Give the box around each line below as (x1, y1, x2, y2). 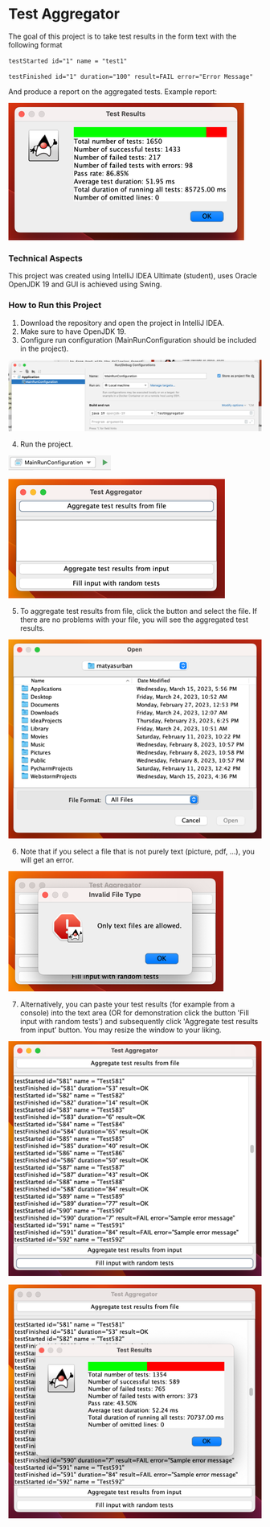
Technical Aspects (8, 253, 83, 264)
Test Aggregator (8, 5, 121, 23)
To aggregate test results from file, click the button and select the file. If (19, 606, 258, 615)
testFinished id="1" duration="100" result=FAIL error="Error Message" (8, 72, 253, 80)
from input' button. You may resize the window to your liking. (19, 1025, 222, 1035)
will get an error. (19, 855, 75, 865)
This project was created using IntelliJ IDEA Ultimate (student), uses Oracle (8, 271, 257, 281)
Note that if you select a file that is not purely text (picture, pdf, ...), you (19, 846, 255, 857)
